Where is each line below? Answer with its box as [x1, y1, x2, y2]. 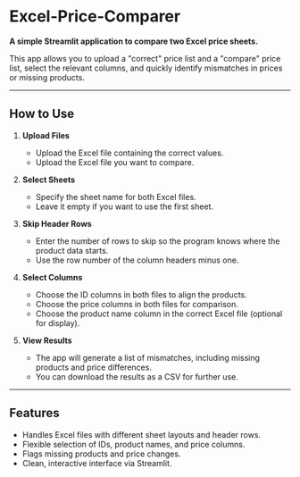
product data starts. [35, 245, 109, 255]
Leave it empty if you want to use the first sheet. [35, 201, 214, 212]
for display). [35, 317, 80, 328]
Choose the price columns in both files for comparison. [35, 298, 239, 309]
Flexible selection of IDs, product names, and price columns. [21, 439, 246, 449]
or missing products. [9, 71, 85, 82]
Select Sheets [21, 174, 76, 185]
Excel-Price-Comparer [9, 6, 181, 27]
